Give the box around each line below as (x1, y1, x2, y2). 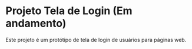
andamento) (5, 17, 67, 30)
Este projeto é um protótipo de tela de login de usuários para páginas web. (5, 36, 187, 43)
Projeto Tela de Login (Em (5, 4, 133, 18)
